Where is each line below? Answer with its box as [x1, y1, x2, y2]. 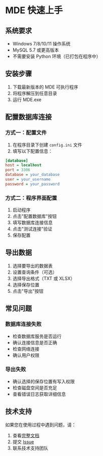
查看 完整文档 [12, 432, 39, 438]
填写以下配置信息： [12, 148, 53, 154]
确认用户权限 [12, 352, 39, 358]
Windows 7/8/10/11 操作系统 [12, 41, 71, 47]
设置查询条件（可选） [12, 269, 57, 275]
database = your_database [5, 172, 60, 177]
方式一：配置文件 [5, 129, 47, 136]
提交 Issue [12, 438, 34, 445]
